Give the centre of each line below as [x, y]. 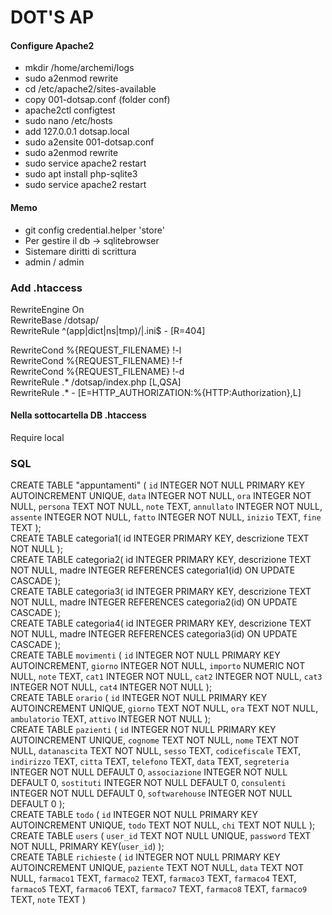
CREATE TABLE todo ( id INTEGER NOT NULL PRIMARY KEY [134, 815]
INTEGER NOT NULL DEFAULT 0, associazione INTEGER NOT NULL [149, 772]
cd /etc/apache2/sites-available [90, 89]
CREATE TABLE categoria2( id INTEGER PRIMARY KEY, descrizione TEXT [161, 560]
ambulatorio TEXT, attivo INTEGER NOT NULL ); [111, 719]
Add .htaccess [46, 288]
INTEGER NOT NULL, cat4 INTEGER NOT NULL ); [111, 687]
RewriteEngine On [47, 309]
